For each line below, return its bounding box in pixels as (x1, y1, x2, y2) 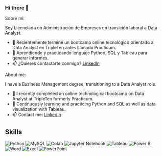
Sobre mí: (5, 16, 24, 21)
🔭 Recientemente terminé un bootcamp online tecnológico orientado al (12, 39, 155, 45)
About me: (5, 72, 26, 78)
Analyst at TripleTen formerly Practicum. (12, 96, 94, 102)
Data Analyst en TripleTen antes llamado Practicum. (12, 45, 116, 51)
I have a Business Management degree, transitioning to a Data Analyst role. (5, 81, 157, 87)
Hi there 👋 (5, 4, 29, 11)
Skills (5, 128, 22, 136)
